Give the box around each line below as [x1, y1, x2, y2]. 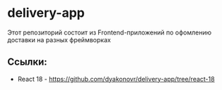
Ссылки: [7, 56, 47, 68]
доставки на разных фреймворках [7, 35, 111, 44]
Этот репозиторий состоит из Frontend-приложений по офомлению [7, 28, 212, 37]
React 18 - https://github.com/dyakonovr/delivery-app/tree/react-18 [17, 75, 215, 83]
